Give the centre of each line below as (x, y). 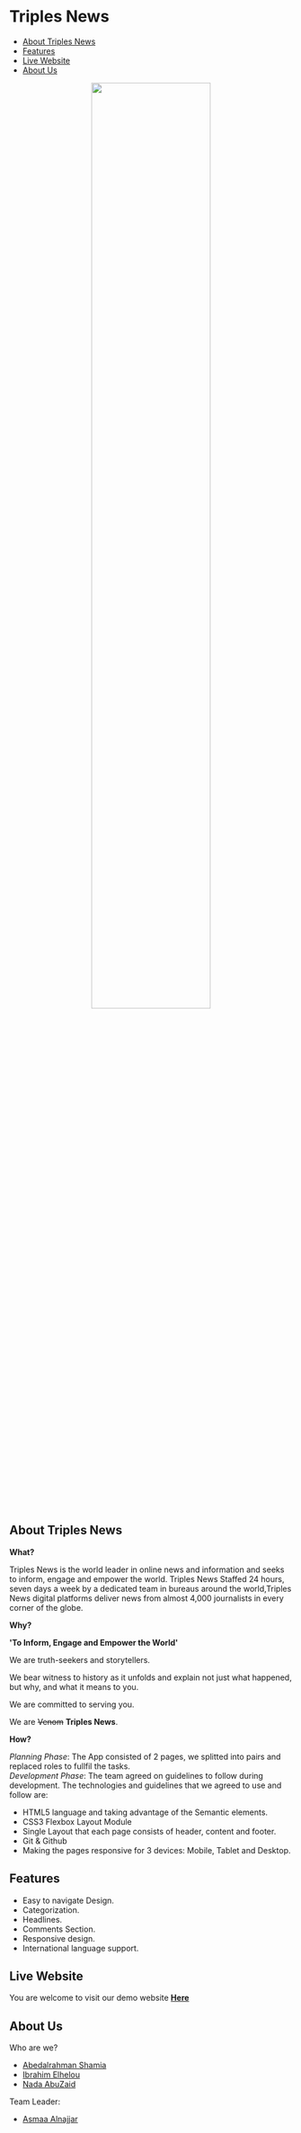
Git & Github (44, 1841)
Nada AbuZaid (49, 2084)
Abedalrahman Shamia (64, 2066)
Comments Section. (59, 1929)
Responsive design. (59, 1938)
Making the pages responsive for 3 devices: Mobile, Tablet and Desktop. (156, 1850)
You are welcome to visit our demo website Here (99, 1998)
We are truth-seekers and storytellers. (80, 1659)
